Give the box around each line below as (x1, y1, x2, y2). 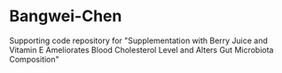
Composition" (9, 54, 59, 64)
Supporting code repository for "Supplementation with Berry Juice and (9, 35, 269, 46)
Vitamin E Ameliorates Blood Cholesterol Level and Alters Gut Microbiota (9, 44, 274, 55)
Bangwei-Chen (9, 6, 122, 26)
